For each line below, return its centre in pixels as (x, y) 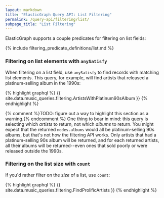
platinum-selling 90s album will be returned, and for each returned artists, (82, 140)
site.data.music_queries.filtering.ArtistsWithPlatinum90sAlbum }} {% (76, 98)
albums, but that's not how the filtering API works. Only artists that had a (81, 135)
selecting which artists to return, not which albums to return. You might (79, 124)
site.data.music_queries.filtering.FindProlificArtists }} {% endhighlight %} (81, 190)
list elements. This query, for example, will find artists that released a (77, 78)
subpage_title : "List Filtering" (40, 24)
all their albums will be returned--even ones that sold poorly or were (76, 145)
